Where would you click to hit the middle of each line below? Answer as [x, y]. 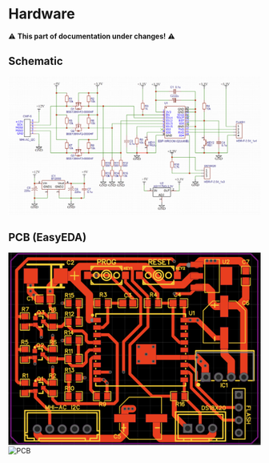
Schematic [36, 61]
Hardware [42, 14]
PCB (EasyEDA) [47, 238]
